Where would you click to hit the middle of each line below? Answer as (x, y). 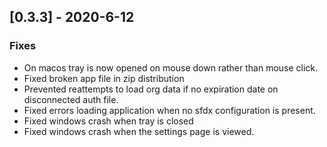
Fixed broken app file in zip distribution (104, 78)
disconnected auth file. (71, 99)
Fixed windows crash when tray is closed (108, 121)
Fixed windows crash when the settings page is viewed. (139, 131)
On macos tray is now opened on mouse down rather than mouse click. (171, 67)
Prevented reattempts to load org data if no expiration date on (151, 89)
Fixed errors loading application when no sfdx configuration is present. (169, 110)
